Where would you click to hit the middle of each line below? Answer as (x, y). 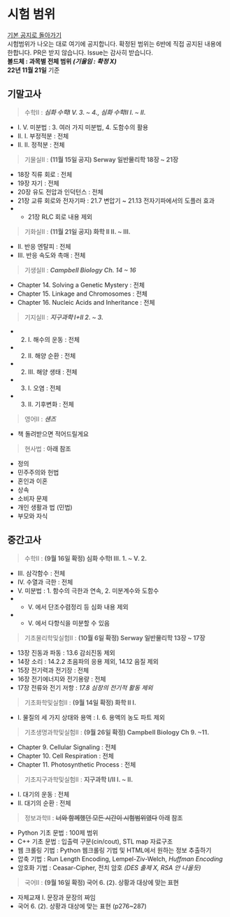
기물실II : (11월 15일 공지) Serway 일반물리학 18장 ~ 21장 (101, 159)
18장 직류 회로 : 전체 (45, 174)
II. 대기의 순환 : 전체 (44, 803)
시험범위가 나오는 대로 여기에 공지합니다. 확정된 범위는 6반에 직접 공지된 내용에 (115, 43)
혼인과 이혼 (33, 481)
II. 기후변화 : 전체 (51, 404)
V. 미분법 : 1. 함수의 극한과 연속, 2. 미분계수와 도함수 (88, 591)
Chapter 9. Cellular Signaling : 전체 (67, 747)
